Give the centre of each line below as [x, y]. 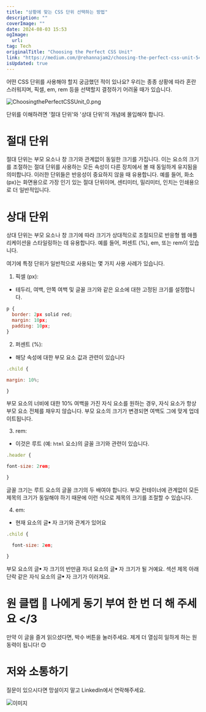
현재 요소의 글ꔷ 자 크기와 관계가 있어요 [61, 523]
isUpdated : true [27, 63]
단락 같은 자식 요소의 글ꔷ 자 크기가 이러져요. [58, 576]
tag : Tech [19, 47]
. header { [19, 455]
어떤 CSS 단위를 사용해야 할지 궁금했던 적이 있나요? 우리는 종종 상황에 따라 [96, 82]
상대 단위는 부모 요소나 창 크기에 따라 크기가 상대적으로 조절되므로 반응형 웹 [96, 235]
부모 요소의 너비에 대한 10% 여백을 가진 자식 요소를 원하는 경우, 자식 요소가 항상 [101, 404]
